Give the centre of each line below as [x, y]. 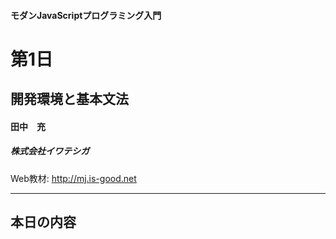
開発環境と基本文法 [69, 99]
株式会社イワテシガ [50, 151]
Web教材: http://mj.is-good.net [73, 178]
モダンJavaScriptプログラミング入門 [86, 15]
